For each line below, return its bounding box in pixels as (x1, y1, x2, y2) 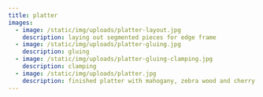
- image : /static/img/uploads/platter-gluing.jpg (15, 41, 181, 48)
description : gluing (22, 48, 90, 56)
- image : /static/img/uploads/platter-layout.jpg (15, 26, 181, 34)
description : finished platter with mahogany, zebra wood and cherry (22, 77, 256, 84)
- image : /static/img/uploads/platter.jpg (15, 70, 157, 77)
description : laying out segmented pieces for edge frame (22, 33, 217, 41)
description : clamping (22, 63, 97, 70)
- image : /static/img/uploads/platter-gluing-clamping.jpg (15, 56, 213, 63)
